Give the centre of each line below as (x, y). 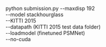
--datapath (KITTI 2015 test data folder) (53, 27)
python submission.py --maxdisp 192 (50, 8)
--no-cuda (18, 39)
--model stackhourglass (35, 15)
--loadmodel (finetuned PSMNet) (45, 33)
